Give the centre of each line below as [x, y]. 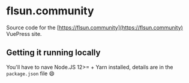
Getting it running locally [53, 53]
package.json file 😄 [31, 73]
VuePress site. [24, 33]
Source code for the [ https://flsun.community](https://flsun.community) [94, 27]
